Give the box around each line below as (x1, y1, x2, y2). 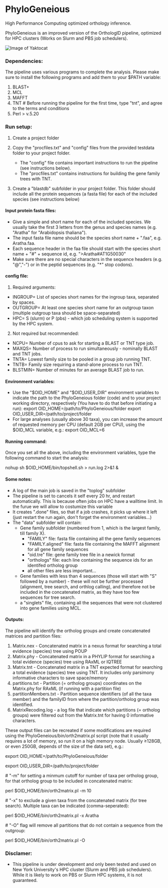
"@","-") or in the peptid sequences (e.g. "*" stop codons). (12, 261, 133, 268)
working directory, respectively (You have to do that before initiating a (12, 400, 156, 406)
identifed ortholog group (27, 562, 78, 568)
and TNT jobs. (12, 350, 42, 357)
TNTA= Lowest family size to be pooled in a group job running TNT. (12, 356, 151, 362)
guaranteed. (12, 877, 38, 883)
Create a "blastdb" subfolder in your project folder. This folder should (12, 185, 155, 192)
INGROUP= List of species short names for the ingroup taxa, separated (12, 294, 159, 300)
